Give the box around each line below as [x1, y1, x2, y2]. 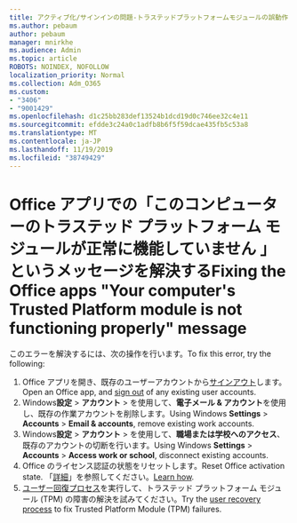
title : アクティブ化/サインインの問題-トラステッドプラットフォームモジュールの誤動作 [9, 12, 289, 22]
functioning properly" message [9, 318, 247, 338]
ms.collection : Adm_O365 [9, 79, 101, 88]
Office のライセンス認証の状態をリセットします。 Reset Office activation [21, 461, 285, 471]
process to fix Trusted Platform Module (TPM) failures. [21, 503, 222, 515]
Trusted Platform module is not [9, 299, 243, 320]
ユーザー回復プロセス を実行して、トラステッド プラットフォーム [21, 483, 258, 494]
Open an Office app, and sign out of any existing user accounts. [21, 387, 256, 398]
